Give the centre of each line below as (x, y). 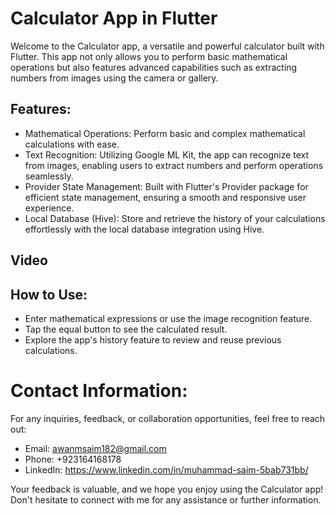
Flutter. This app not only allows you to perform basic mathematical (149, 56)
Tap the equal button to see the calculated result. (126, 329)
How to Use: (49, 294)
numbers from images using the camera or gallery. (114, 78)
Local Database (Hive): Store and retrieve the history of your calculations (175, 218)
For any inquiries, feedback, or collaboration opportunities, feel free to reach (168, 418)
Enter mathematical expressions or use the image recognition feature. (168, 318)
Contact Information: (99, 391)
